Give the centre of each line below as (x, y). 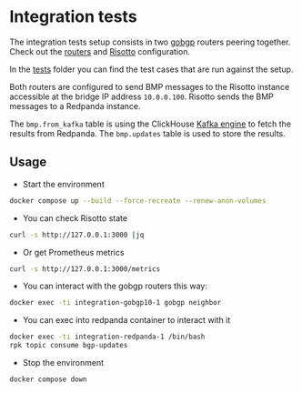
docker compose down (49, 379)
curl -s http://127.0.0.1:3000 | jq (77, 235)
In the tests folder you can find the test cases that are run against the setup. (151, 69)
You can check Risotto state (75, 218)
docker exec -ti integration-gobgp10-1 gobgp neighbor (116, 303)
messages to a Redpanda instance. (75, 106)
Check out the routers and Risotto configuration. (100, 51)
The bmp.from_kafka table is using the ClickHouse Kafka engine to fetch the (151, 124)
